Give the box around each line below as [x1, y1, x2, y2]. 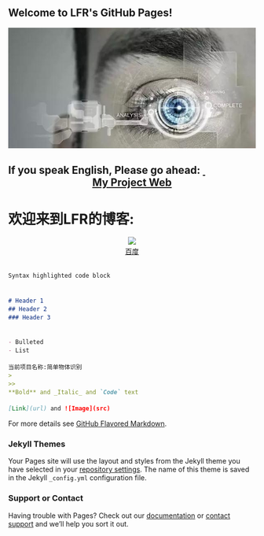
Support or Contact [8, 493, 84, 504]
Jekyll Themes [8, 438, 66, 449]
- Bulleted [8, 338, 44, 346]
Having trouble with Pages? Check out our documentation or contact [8, 511, 230, 520]
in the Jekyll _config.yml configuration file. [8, 473, 147, 482]
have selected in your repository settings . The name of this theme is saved [8, 464, 250, 475]
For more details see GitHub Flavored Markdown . [8, 419, 167, 428]
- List [8, 346, 30, 355]
